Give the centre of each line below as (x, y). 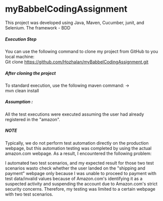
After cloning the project (31, 73)
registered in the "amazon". (33, 119)
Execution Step (21, 39)
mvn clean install (22, 90)
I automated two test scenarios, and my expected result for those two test (80, 163)
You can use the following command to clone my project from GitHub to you (81, 51)
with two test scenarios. (29, 194)
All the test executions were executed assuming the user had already (75, 114)
